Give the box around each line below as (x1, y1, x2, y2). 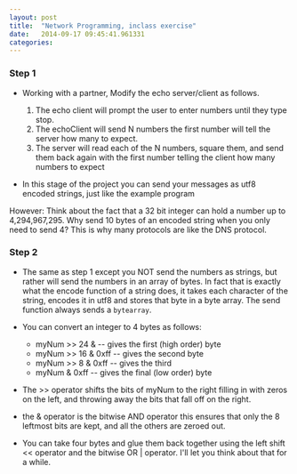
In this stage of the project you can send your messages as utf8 (21, 179, 256, 189)
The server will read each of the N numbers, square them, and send (35, 142, 285, 153)
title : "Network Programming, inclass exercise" (9, 21, 197, 30)
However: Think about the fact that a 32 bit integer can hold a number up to (9, 205, 286, 216)
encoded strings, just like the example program (21, 188, 196, 198)
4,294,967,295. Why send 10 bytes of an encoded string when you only (9, 214, 271, 225)
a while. (21, 456, 52, 467)
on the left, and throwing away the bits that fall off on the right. (21, 393, 252, 405)
